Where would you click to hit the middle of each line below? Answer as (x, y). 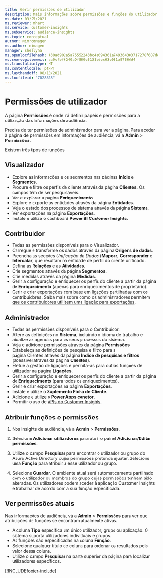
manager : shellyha (24, 50)
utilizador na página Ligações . (42, 371)
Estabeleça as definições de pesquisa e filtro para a (64, 350)
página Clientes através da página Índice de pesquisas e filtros (76, 355)
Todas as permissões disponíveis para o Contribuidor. (66, 329)
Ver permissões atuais (40, 504)
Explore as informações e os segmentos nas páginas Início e (73, 177)
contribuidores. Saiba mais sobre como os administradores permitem (81, 297)
